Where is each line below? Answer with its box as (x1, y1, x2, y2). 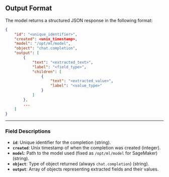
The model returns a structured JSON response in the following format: (5, 17, 153, 23)
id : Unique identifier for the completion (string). (12, 139, 111, 145)
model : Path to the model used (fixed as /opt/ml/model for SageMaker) (12, 150, 158, 156)
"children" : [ (32, 69, 62, 74)
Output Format (5, 4, 52, 13)
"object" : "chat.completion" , (14, 46, 78, 51)
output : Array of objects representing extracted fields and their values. (12, 166, 159, 172)
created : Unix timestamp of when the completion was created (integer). (12, 144, 161, 150)
